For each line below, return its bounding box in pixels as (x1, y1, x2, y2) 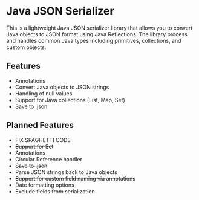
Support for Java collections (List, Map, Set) (15, 96, 125, 103)
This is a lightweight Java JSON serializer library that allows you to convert (6, 24, 193, 31)
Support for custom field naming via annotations (15, 175, 136, 182)
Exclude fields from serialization (15, 187, 95, 195)
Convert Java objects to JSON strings (15, 83, 109, 91)
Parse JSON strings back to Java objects (15, 168, 118, 176)
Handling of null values (15, 89, 73, 97)
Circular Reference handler (15, 155, 83, 163)
